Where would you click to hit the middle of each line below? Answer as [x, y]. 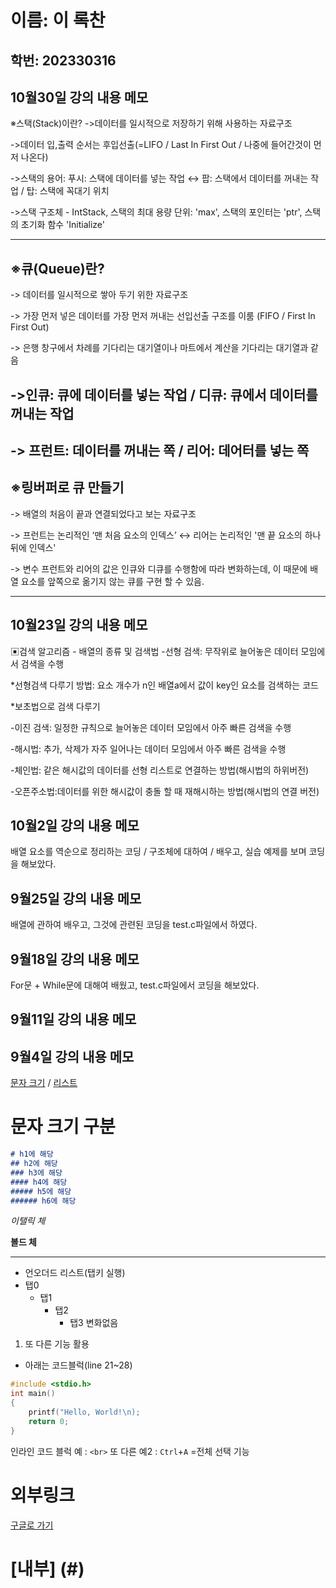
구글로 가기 [32, 1525]
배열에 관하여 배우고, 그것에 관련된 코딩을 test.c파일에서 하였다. [134, 925]
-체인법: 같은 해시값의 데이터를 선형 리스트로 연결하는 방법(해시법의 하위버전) [160, 770]
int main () [33, 1394]
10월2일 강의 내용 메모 [75, 825]
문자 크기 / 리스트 [44, 1083]
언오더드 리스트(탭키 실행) [75, 1273]
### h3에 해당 [36, 1172]
